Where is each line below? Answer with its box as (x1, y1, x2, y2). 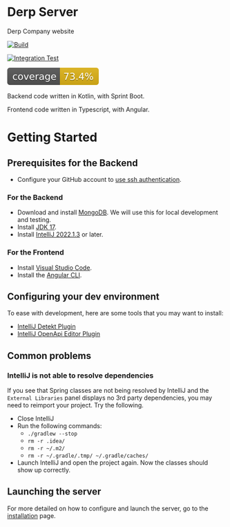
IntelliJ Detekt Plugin (17, 322, 76, 331)
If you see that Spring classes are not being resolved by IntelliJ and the (7, 387, 209, 395)
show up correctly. (17, 466, 71, 474)
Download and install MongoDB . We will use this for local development (17, 208, 218, 216)
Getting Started (7, 129, 98, 145)
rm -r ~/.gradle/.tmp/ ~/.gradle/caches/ (27, 452, 148, 460)
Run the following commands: (17, 422, 102, 430)
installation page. (7, 511, 57, 519)
